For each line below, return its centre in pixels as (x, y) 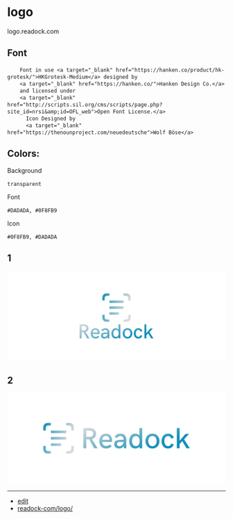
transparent (24, 184)
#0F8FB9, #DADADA (32, 237)
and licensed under (48, 91)
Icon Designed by (51, 119)
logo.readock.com (33, 31)
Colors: (24, 154)
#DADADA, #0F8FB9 (32, 210)
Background (25, 170)
